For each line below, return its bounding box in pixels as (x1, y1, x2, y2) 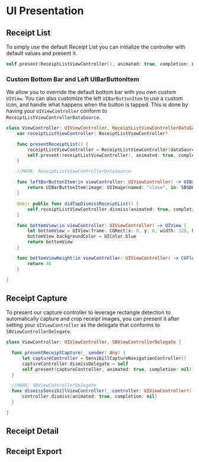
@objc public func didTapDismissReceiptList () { (17, 201, 139, 206)
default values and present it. (6, 50, 78, 57)
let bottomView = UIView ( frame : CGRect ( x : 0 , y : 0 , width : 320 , (27, 228, 190, 234)
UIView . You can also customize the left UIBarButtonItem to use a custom (6, 95, 184, 102)
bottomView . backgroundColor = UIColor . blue (27, 234, 136, 240)
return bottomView (27, 239, 73, 245)
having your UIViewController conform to (6, 108, 108, 115)
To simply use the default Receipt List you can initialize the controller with (6, 43, 185, 50)
